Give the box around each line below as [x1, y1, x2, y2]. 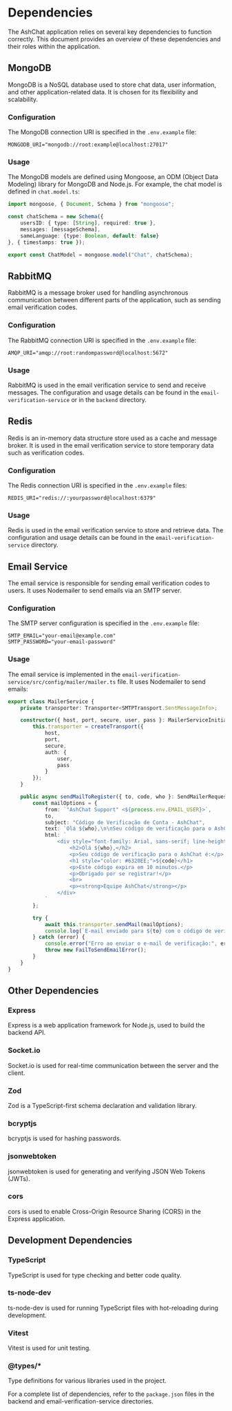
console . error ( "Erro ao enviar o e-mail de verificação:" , [44, 940, 218, 948]
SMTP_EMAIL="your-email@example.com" [8, 632, 116, 640]
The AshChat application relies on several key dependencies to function [8, 28, 212, 36]
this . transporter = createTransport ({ [32, 723, 144, 731]
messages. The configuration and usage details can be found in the [8, 388, 200, 397]
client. [8, 1069, 25, 1077]
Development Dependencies [8, 1235, 133, 1246]
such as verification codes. [8, 448, 85, 457]
